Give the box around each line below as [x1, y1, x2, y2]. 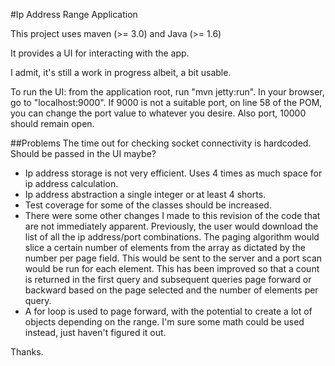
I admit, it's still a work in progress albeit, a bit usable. [10, 67, 232, 78]
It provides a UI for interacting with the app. [10, 47, 190, 59]
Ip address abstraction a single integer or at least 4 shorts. [24, 189, 267, 200]
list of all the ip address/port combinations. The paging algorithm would [24, 231, 320, 243]
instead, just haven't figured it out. [24, 327, 167, 338]
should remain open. [10, 118, 95, 129]
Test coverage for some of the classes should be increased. [24, 199, 272, 211]
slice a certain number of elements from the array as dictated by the [24, 242, 306, 253]
